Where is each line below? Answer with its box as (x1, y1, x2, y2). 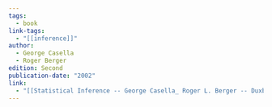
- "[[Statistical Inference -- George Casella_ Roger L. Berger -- (15, 86, 249, 95)
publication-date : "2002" (8, 72, 96, 80)
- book (15, 19, 38, 27)
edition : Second (8, 64, 63, 72)
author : (8, 42, 35, 50)
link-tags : (8, 27, 45, 35)
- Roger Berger (15, 57, 67, 65)
